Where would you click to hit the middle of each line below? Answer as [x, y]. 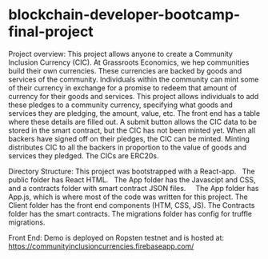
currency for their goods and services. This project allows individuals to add [134, 96]
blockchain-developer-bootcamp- [124, 15]
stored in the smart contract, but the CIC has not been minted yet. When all [132, 130]
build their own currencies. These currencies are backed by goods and [125, 70]
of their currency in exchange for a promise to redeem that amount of [123, 88]
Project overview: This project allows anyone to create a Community [121, 54]
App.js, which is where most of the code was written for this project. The [128, 197]
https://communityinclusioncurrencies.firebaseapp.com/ [101, 246]
